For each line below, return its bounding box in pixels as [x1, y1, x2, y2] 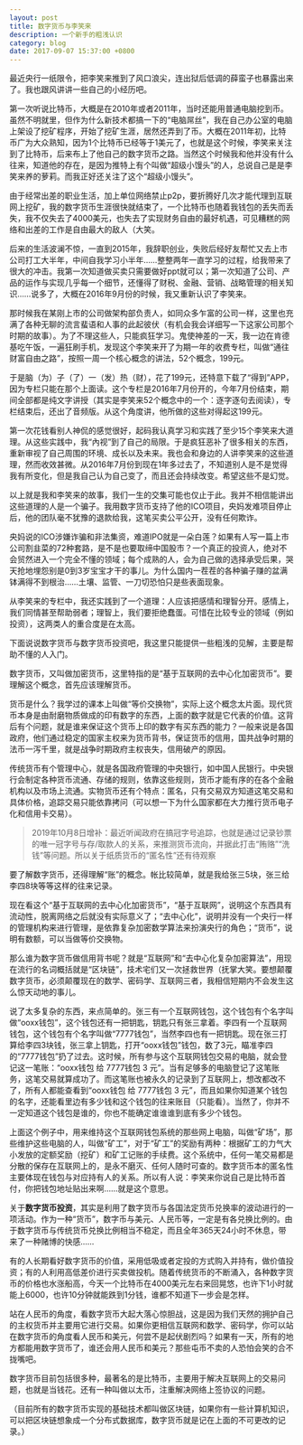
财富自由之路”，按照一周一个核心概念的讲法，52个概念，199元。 [9, 353, 250, 364]
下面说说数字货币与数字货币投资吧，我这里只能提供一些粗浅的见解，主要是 [9, 638, 286, 649]
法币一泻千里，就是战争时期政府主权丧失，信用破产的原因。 [9, 744, 231, 755]
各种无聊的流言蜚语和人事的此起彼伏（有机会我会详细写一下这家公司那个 [24, 319, 294, 330]
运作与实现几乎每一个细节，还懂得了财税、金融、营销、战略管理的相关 [24, 277, 286, 288]
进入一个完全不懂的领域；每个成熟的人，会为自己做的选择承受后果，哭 [32, 554, 294, 565]
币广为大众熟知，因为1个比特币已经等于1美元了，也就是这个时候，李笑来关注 [9, 137, 293, 148]
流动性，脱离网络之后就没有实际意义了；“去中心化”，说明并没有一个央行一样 [9, 911, 293, 922]
